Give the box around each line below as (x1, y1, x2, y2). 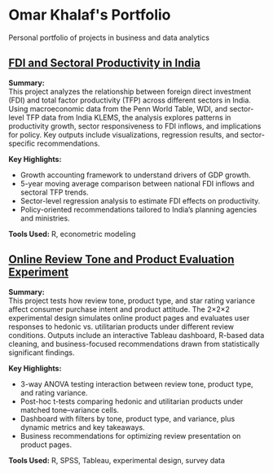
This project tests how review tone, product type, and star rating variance (8, 296, 255, 305)
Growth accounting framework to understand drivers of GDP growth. (20, 169, 251, 180)
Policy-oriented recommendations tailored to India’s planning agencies (20, 204, 258, 214)
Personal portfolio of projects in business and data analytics (8, 33, 210, 42)
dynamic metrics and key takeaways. (20, 422, 145, 432)
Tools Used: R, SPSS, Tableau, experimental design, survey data (8, 455, 226, 465)
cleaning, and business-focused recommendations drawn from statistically (8, 339, 260, 348)
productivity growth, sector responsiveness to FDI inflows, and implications (8, 120, 262, 131)
